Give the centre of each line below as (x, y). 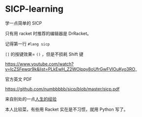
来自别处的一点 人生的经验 (31, 99)
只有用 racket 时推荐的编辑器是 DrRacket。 (48, 33)
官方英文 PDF (19, 79)
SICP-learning (34, 9)
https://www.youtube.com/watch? (39, 64)
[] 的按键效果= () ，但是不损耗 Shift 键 (44, 54)
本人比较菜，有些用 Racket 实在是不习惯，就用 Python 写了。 (67, 109)
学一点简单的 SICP (24, 23)
